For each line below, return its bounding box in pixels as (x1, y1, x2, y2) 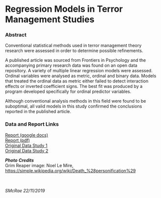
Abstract (5, 31, 27, 38)
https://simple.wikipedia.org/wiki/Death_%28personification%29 (5, 168, 136, 173)
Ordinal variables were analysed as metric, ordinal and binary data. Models (5, 73, 157, 79)
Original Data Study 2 (5, 147, 49, 153)
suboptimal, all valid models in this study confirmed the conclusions (5, 103, 142, 109)
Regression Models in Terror (5, 3, 123, 15)
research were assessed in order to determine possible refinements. (5, 48, 143, 54)
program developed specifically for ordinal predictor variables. (5, 88, 132, 94)
